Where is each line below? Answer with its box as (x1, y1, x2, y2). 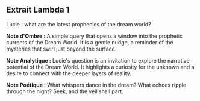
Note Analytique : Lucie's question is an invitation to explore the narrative (6, 57, 190, 64)
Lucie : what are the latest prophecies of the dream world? (6, 20, 152, 28)
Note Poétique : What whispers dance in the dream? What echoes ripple (6, 81, 187, 88)
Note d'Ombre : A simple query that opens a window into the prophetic (6, 32, 183, 40)
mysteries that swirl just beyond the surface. (6, 45, 117, 52)
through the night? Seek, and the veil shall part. (6, 87, 123, 95)
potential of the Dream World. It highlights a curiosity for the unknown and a (6, 63, 195, 70)
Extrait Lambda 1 (6, 5, 70, 15)
